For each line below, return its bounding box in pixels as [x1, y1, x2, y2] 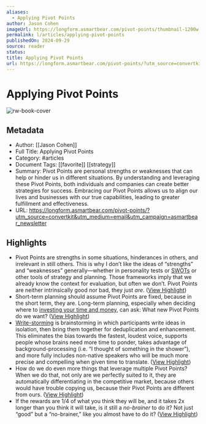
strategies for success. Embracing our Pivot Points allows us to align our [15, 187, 198, 194]
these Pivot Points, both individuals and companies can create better [15, 181, 189, 188]
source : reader [6, 44, 45, 50]
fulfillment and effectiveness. [15, 200, 89, 208]
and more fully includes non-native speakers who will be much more [15, 351, 189, 359]
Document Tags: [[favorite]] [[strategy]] [15, 161, 116, 168]
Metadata [6, 125, 44, 135]
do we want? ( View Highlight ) [15, 313, 90, 320]
